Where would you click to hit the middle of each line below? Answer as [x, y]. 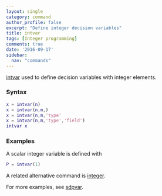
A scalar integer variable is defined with [54, 154]
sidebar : [17, 55]
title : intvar [23, 33]
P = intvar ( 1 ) [23, 164]
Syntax [16, 92]
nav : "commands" [31, 60]
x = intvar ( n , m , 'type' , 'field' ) [45, 121]
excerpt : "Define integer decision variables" [64, 28]
